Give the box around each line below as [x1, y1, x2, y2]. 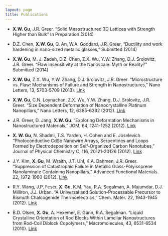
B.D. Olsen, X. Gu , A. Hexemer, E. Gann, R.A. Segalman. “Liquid [12, 209, 143, 215]
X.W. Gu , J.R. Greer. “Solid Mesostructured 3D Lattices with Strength [12, 26, 155, 32]
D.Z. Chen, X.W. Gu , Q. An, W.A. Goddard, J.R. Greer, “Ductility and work [12, 41, 163, 47]
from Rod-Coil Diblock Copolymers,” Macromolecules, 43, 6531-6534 [12, 220, 157, 226]
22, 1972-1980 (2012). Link [12, 174, 68, 180]
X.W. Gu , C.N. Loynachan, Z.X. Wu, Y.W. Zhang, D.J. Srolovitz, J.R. [12, 96, 150, 103]
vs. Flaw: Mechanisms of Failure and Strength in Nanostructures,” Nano [12, 81, 160, 88]
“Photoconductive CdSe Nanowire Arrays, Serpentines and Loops [12, 138, 149, 144]
